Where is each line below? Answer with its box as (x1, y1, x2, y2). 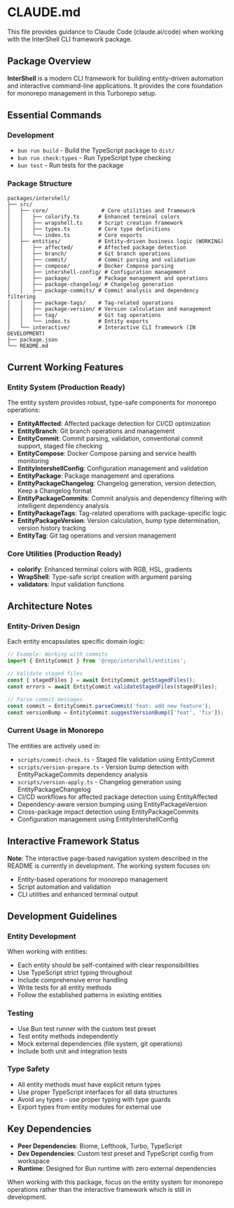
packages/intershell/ (7, 195, 71, 202)
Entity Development (7, 931, 76, 941)
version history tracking (17, 524, 86, 533)
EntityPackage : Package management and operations (17, 472, 174, 480)
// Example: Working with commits (7, 651, 109, 658)
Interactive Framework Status (7, 836, 140, 847)
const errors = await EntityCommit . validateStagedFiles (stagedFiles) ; (7, 683, 218, 690)
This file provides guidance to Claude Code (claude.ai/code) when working (7, 27, 224, 36)
